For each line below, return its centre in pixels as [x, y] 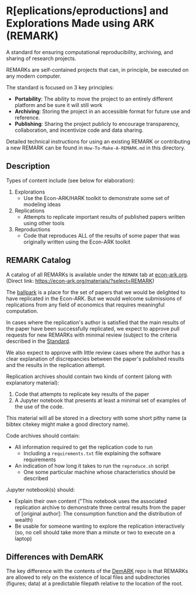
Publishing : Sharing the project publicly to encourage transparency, [97, 124]
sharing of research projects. [41, 58]
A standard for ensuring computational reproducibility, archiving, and [90, 52]
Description [28, 166]
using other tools [44, 223]
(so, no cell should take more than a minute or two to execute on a [95, 532]
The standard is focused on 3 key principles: [60, 87]
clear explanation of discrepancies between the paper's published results [95, 359]
